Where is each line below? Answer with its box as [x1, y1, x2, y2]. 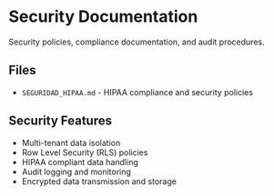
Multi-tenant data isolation [21, 137, 121, 148]
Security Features [8, 113, 113, 129]
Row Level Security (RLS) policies [21, 147, 148, 158]
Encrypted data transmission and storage [21, 175, 177, 187]
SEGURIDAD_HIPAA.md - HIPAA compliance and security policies [21, 86, 254, 97]
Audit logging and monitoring [21, 166, 131, 177]
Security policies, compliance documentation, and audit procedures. [8, 36, 265, 47]
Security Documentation [8, 6, 198, 27]
